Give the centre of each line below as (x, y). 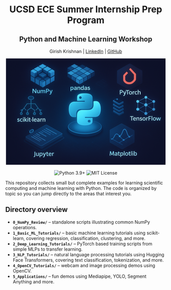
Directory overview (36, 210)
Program (86, 20)
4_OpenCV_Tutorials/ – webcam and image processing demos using (84, 265)
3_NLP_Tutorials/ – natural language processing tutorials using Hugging (88, 254)
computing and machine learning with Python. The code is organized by (81, 188)
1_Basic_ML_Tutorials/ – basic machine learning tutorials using (79, 233)
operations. (25, 227)
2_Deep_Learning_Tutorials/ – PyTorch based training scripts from (82, 244)
